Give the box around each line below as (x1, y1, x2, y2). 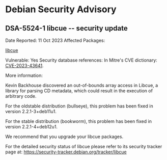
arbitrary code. (5, 93, 37, 99)
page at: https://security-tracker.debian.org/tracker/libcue (5, 149, 127, 155)
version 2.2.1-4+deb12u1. (5, 124, 58, 129)
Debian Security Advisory (5, 4, 117, 15)
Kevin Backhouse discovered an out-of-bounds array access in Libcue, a (5, 83, 158, 88)
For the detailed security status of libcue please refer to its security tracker (5, 144, 162, 149)
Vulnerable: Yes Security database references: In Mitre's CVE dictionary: (5, 57, 158, 63)
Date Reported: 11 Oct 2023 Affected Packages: (5, 37, 105, 43)
